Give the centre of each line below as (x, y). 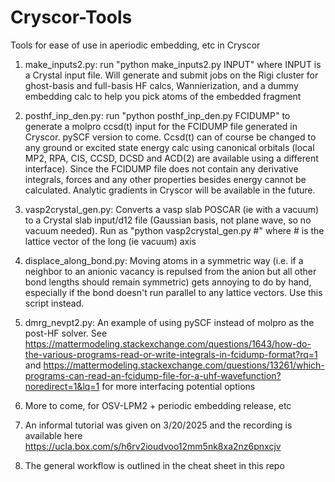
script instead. (54, 303)
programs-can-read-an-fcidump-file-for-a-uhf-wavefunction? (153, 375)
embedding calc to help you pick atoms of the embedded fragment (163, 96)
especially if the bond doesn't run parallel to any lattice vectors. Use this (173, 292)
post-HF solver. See (66, 333)
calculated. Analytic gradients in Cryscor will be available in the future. (170, 190)
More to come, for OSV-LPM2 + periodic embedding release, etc (158, 405)
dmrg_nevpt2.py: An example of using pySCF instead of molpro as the (169, 322)
